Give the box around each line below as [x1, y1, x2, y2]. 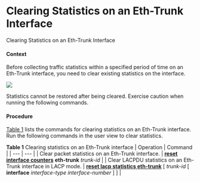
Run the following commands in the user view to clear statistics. [6, 132, 163, 140]
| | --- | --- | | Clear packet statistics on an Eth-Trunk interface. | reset [6, 150, 178, 158]
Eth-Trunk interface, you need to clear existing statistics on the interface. [6, 70, 186, 77]
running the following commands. [6, 99, 89, 106]
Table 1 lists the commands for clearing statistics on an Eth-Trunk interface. [6, 126, 192, 133]
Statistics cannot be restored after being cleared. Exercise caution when [6, 92, 184, 100]
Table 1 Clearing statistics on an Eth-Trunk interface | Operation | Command [6, 144, 193, 151]
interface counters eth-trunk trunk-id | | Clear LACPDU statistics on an [6, 156, 183, 164]
